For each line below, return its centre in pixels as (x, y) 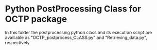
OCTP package (36, 19)
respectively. (18, 42)
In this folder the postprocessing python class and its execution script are (78, 32)
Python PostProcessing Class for (73, 9)
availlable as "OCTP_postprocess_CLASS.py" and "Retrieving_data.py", (76, 37)
